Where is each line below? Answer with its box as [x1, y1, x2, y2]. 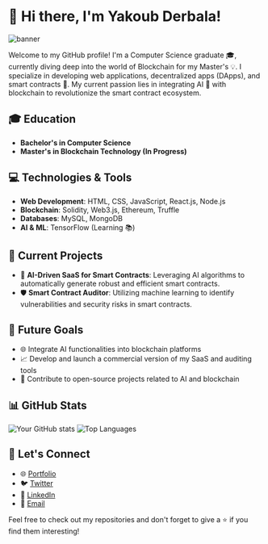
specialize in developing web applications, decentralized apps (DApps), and [8, 70, 261, 80]
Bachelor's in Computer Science [19, 137, 132, 148]
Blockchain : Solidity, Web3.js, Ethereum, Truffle [19, 205, 180, 215]
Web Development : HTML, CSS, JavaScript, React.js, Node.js [19, 196, 226, 206]
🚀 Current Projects [8, 249, 103, 262]
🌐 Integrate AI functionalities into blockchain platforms [19, 345, 202, 354]
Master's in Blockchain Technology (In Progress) [19, 146, 187, 156]
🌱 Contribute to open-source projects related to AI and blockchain [19, 375, 240, 384]
